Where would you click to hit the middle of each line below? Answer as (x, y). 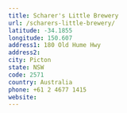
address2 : (25, 53)
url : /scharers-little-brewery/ (62, 23)
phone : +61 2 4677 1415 (48, 90)
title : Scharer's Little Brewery (63, 16)
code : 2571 (26, 75)
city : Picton (30, 60)
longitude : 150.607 (40, 38)
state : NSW (26, 68)
